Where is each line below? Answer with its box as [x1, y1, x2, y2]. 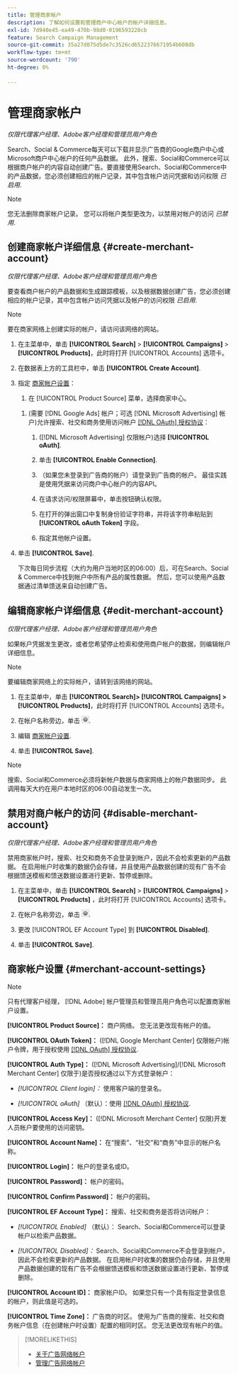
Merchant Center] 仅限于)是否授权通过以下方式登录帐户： [7, 1069, 175, 1077]
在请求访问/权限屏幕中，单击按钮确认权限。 [38, 495, 166, 503]
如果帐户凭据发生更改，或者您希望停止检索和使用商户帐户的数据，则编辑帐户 [7, 639, 231, 649]
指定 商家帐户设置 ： [17, 379, 76, 388]
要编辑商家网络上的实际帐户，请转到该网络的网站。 [7, 678, 157, 686]
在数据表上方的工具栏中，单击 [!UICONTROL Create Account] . [17, 364, 201, 373]
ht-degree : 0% [7, 64, 50, 71]
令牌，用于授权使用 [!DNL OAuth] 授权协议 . [13, 1045, 139, 1053]
